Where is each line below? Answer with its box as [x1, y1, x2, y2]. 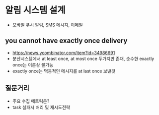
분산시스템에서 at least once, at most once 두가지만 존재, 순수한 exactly [12, 56, 155, 61]
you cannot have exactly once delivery [5, 37, 128, 45]
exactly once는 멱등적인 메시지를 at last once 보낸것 [12, 68, 116, 74]
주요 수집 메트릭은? [12, 98, 50, 104]
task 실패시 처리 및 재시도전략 [12, 104, 71, 110]
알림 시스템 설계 [5, 4, 66, 16]
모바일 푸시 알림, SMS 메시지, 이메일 [12, 22, 83, 28]
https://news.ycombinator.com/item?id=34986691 [12, 50, 115, 56]
